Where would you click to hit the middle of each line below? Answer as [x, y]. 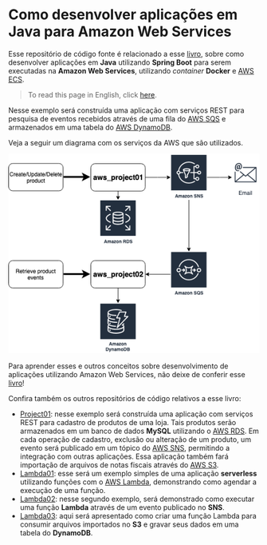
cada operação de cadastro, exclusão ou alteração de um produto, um [135, 440]
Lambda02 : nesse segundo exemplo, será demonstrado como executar [137, 499]
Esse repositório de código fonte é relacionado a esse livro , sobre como [126, 54]
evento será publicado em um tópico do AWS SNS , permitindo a [125, 448]
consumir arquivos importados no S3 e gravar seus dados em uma [129, 524]
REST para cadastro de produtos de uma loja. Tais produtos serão [128, 423]
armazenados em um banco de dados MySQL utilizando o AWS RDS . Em [139, 431]
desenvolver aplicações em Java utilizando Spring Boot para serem [120, 62]
